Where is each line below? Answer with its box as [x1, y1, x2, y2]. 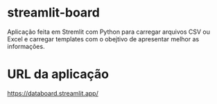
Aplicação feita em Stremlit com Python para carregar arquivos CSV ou [7, 28, 210, 36]
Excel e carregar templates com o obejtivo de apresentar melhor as [7, 34, 200, 43]
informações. [7, 42, 45, 50]
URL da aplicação [7, 67, 110, 82]
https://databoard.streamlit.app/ [7, 89, 98, 97]
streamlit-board [7, 5, 101, 21]
